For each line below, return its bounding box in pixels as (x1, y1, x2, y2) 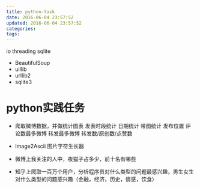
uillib (14, 65, 27, 73)
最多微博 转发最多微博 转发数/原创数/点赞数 (25, 130, 133, 137)
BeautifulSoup (14, 59, 50, 67)
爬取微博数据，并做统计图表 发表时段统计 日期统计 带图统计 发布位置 (14, 123, 184, 130)
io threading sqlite (6, 47, 51, 55)
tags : (6, 31, 20, 37)
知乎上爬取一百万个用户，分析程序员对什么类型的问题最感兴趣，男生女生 (14, 168, 194, 175)
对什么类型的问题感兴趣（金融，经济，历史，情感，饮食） (14, 175, 157, 183)
